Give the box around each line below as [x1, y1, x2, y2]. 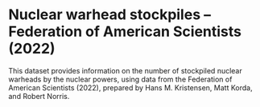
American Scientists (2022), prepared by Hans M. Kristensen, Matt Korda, [8, 82, 253, 93]
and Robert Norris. [8, 91, 70, 101]
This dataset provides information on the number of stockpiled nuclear [8, 65, 243, 75]
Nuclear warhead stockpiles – [8, 6, 212, 24]
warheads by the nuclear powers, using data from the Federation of [8, 74, 233, 84]
